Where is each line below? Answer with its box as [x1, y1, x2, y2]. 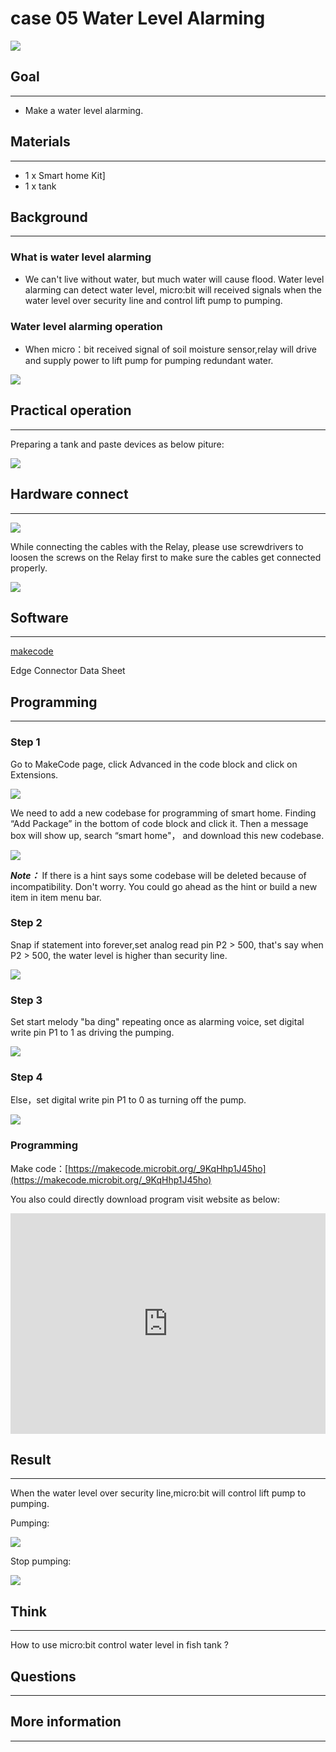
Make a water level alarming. [24, 104, 144, 116]
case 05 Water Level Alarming [10, 7, 266, 30]
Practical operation [10, 402, 132, 419]
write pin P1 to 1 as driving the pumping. [10, 1027, 175, 1039]
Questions [10, 1668, 77, 1685]
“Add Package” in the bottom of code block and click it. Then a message [10, 817, 309, 829]
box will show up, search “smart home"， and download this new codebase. [10, 829, 325, 841]
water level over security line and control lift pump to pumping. [24, 294, 283, 306]
